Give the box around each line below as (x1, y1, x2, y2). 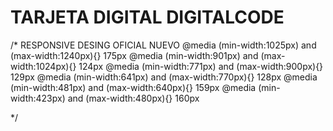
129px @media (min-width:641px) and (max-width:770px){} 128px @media (10, 71, 318, 83)
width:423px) (10, 92, 66, 104)
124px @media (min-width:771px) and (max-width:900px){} (78, 60, 324, 72)
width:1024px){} (10, 60, 77, 72)
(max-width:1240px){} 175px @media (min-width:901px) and (10, 49, 259, 61)
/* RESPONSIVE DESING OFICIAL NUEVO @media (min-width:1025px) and (10, 39, 317, 51)
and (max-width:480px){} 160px (67, 92, 200, 104)
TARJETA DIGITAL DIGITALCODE (10, 6, 285, 29)
